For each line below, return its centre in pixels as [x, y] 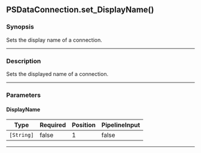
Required [53, 125]
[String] [22, 135]
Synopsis [20, 27]
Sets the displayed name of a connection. [57, 74]
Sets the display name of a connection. [54, 40]
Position [83, 125]
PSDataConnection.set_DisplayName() [80, 10]
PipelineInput [121, 125]
